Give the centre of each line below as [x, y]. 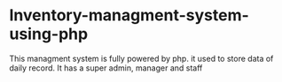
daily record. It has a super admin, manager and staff [106, 68]
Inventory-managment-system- [129, 15]
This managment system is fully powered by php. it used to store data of [141, 58]
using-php [49, 34]
